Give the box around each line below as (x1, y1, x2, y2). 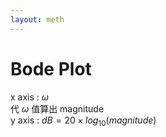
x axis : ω (10, 91, 50, 103)
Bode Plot (10, 57, 92, 80)
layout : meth (10, 14, 65, 25)
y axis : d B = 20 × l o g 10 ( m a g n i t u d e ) (10, 114, 157, 128)
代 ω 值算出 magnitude (10, 102, 105, 115)
